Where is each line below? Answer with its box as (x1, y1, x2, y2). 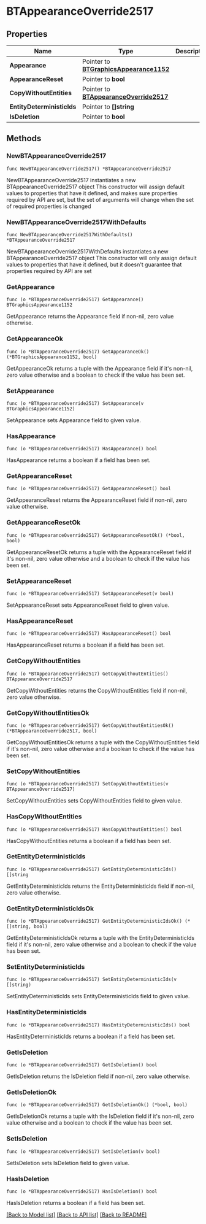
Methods (6, 133, 42, 144)
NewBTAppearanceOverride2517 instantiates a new (6, 176, 136, 183)
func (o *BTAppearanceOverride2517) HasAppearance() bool (6, 446, 158, 452)
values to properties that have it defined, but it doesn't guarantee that (6, 261, 182, 268)
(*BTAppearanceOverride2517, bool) (6, 728, 97, 734)
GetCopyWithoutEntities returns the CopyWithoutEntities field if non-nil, (6, 687, 188, 694)
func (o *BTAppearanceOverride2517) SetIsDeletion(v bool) (6, 1149, 161, 1155)
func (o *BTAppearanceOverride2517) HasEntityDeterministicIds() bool (6, 1022, 191, 1028)
